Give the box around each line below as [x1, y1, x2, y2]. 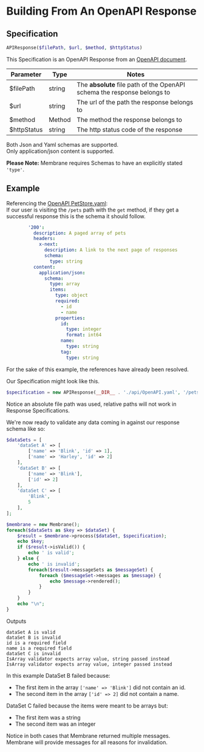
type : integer [66, 326, 102, 333]
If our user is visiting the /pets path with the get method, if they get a [6, 206, 179, 213]
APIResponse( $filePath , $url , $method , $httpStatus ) [6, 44, 143, 51]
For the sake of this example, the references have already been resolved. [6, 366, 189, 373]
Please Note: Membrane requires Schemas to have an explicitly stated [6, 159, 183, 166]
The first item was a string [15, 714, 81, 721]
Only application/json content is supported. [6, 147, 114, 155]
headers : [33, 236, 56, 242]
